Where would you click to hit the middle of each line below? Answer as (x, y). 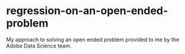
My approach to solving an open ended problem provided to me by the (93, 39)
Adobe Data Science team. (39, 46)
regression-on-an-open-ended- (87, 11)
